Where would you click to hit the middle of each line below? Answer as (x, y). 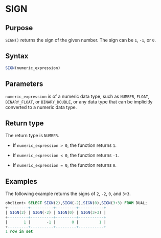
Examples (21, 181)
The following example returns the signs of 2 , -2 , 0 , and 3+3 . (68, 194)
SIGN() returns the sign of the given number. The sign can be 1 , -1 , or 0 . (81, 40)
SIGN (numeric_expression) (33, 68)
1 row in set (19, 232)
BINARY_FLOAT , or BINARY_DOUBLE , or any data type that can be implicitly (79, 102)
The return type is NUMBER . (32, 136)
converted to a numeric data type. (41, 107)
